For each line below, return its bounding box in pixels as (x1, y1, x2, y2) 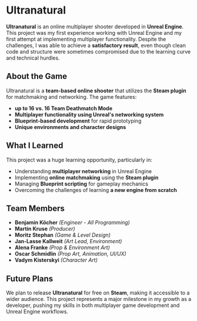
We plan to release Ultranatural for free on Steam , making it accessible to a (6, 289, 190, 296)
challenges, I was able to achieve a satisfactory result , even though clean (6, 42, 186, 49)
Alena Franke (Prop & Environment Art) (14, 244, 111, 251)
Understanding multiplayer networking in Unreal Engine (14, 167, 152, 174)
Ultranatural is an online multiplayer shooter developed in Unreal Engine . (6, 23, 184, 30)
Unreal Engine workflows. (6, 308, 69, 315)
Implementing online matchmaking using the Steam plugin (14, 174, 159, 181)
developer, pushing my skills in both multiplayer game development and (6, 302, 180, 309)
